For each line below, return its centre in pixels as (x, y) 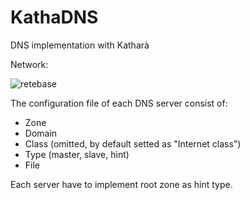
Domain (41, 133)
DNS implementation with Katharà (80, 45)
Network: (29, 64)
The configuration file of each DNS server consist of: (119, 103)
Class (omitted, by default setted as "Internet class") (133, 143)
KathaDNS (54, 17)
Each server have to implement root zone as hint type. (121, 184)
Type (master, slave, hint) (77, 154)
